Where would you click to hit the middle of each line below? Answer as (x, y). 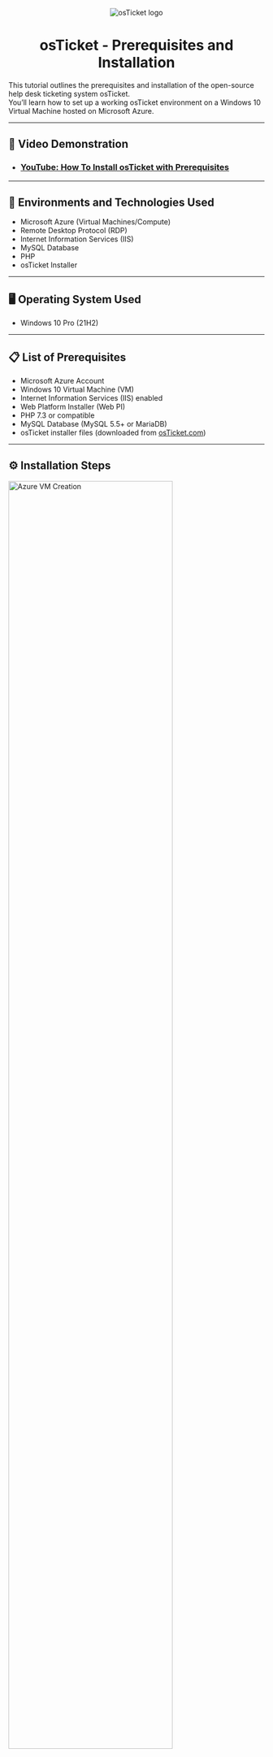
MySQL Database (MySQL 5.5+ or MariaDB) (94, 424)
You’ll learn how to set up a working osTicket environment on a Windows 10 (135, 102)
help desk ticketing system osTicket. (69, 93)
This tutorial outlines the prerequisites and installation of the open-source (131, 85)
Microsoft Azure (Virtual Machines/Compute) (95, 222)
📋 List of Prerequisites (67, 357)
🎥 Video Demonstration (68, 144)
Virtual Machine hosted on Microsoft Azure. (81, 111)
